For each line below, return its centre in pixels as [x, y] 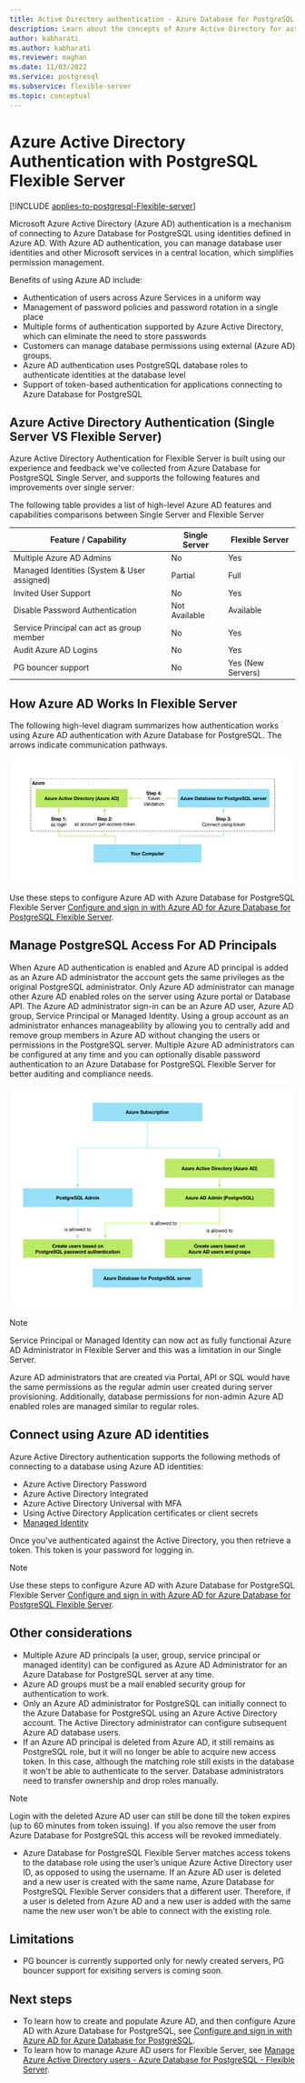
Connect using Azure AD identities [109, 1435]
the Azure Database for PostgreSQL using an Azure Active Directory [150, 1713]
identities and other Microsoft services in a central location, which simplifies [152, 252]
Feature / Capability [88, 540]
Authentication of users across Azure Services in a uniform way [142, 297]
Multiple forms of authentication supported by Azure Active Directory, [153, 326]
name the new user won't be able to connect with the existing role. [147, 1910]
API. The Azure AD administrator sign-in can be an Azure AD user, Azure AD [152, 1006]
